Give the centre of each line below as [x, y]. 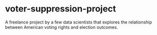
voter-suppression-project [61, 9]
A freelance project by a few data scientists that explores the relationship [79, 22]
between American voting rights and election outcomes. [62, 27]
